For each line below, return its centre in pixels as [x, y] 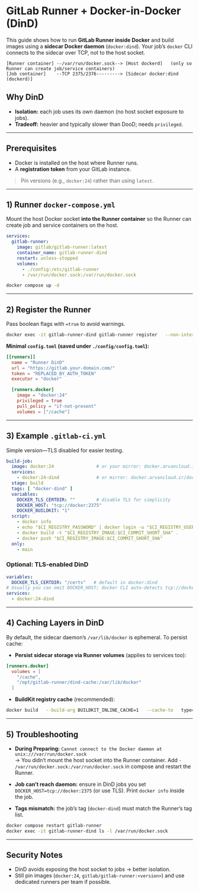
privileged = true [39, 401]
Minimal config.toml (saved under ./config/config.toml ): [78, 346]
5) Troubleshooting [42, 734]
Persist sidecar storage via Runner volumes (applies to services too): [100, 655]
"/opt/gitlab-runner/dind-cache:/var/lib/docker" [79, 683]
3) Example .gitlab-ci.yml [56, 436]
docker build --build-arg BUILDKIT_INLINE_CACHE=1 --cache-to [90, 711]
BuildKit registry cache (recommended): [65, 699]
